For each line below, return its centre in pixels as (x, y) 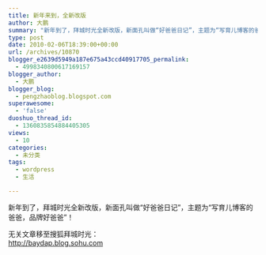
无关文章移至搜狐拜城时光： (53, 234)
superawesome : (32, 103)
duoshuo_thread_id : (40, 118)
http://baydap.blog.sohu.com (56, 242)
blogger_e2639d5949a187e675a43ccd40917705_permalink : (99, 60)
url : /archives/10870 (44, 52)
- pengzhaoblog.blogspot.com (63, 96)
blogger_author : (35, 74)
